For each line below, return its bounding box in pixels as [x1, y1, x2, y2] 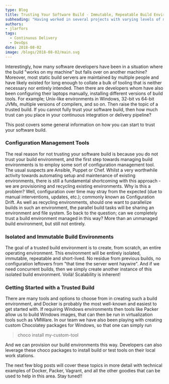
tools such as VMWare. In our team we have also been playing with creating [5, 317, 162, 323]
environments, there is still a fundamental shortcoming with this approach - [5, 178, 161, 184]
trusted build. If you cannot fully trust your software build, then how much [5, 106, 158, 113]
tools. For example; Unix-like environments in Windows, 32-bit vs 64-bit [5, 95, 154, 101]
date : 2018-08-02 [5, 45, 42, 50]
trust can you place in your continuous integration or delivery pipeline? [5, 112, 152, 118]
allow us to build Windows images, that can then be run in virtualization [5, 311, 153, 318]
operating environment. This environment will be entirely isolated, [5, 250, 141, 256]
